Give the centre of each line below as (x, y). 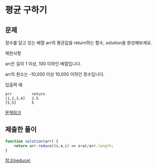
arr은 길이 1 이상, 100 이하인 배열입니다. (43, 64)
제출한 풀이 (21, 130)
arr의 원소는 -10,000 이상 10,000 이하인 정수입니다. (55, 74)
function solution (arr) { (32, 141)
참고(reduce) (18, 161)
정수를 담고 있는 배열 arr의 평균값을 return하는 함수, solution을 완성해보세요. (79, 43)
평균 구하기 (26, 10)
